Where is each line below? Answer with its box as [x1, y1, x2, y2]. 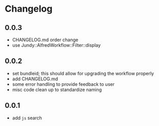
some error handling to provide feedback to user [12, 81, 115, 87]
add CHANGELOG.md [12, 76, 58, 82]
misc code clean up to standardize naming [12, 86, 102, 92]
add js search [12, 115, 42, 121]
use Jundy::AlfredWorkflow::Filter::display [12, 42, 101, 48]
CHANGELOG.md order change [12, 37, 79, 43]
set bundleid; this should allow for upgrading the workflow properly [12, 70, 154, 76]
